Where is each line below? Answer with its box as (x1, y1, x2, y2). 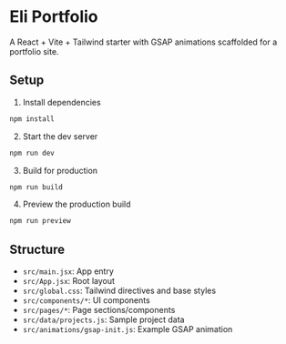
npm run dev (9, 148, 55, 157)
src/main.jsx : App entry (22, 266, 114, 277)
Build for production (22, 165, 98, 176)
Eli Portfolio (9, 6, 98, 27)
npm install (9, 114, 55, 124)
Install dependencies (22, 96, 102, 107)
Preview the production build (22, 198, 131, 210)
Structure (9, 241, 66, 257)
